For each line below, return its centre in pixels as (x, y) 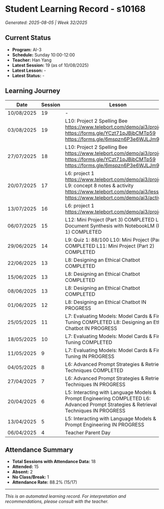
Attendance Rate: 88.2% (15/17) (44, 482)
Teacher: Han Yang (32, 60)
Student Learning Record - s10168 (75, 9)
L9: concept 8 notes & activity (99, 185)
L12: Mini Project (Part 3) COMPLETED (110, 220)
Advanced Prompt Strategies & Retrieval (111, 405)
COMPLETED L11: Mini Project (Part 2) (110, 246)
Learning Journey (33, 91)
